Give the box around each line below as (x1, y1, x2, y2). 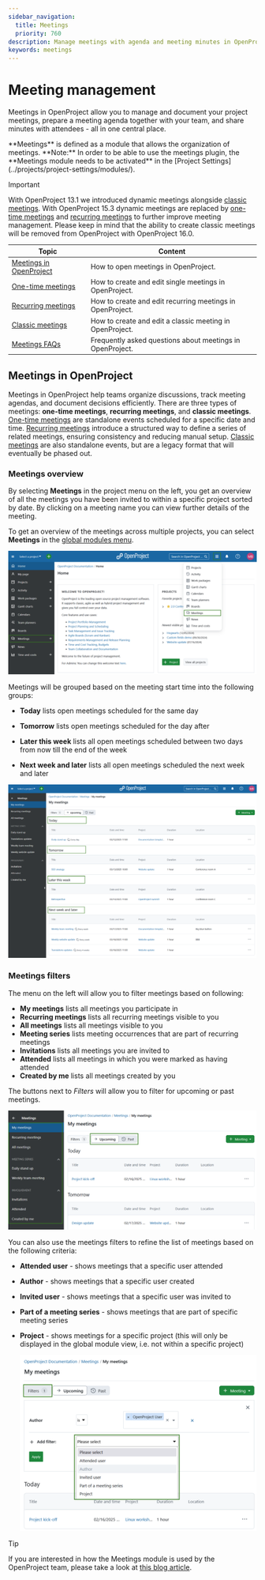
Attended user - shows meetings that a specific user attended (19, 1261, 223, 1271)
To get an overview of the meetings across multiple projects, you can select (8, 526, 255, 537)
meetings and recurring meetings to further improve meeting (24, 212, 222, 221)
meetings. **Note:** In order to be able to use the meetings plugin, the (8, 148, 240, 157)
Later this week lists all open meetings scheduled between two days (19, 737, 243, 746)
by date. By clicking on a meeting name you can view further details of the (8, 503, 250, 513)
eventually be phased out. (8, 449, 93, 458)
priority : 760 (15, 29, 62, 37)
